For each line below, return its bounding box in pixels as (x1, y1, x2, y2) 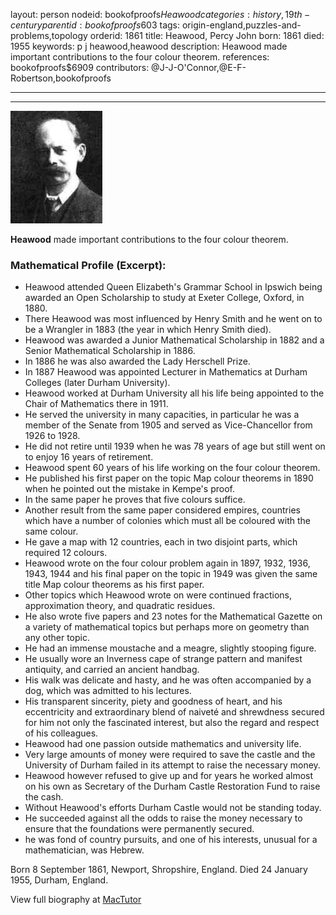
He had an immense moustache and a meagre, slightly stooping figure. (24, 642, 317, 654)
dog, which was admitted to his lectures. (24, 685, 192, 697)
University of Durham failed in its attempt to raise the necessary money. (24, 759, 321, 771)
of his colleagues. (24, 727, 99, 739)
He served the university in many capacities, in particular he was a (24, 409, 300, 421)
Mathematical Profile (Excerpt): (10, 258, 167, 272)
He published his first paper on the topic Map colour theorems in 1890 (24, 472, 314, 484)
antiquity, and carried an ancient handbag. (24, 664, 200, 676)
